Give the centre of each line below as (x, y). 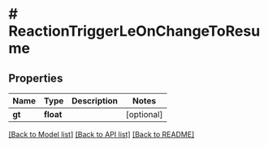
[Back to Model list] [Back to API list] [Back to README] (102, 134)
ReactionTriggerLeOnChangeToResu (134, 31)
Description (95, 101)
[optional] (144, 114)
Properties (36, 78)
